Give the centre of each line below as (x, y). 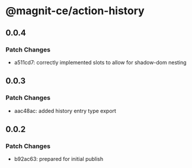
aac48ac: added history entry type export (65, 111)
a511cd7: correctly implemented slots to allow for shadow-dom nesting (100, 62)
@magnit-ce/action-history (75, 11)
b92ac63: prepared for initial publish (59, 159)
